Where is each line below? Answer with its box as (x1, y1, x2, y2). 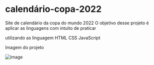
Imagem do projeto (5, 44, 44, 50)
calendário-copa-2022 (5, 3, 102, 15)
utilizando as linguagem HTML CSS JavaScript (5, 35, 101, 41)
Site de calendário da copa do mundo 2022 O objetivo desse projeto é (5, 20, 149, 26)
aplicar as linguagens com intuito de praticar (5, 25, 96, 31)
